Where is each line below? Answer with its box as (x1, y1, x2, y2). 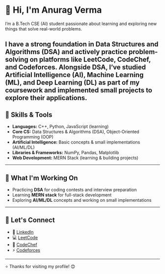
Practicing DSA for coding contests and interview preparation (12, 187, 137, 192)
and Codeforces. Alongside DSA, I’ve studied (5, 63, 146, 72)
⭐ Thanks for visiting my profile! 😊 (5, 263, 75, 269)
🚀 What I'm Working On (5, 174, 78, 182)
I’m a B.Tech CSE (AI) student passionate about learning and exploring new (5, 21, 157, 27)
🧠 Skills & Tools (5, 110, 53, 119)
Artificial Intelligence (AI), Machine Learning (5, 71, 144, 79)
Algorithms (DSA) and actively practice (5, 48, 128, 56)
